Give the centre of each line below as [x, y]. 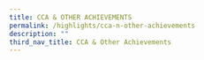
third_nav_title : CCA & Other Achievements [91, 42]
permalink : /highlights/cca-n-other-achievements [102, 26]
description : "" [39, 34]
